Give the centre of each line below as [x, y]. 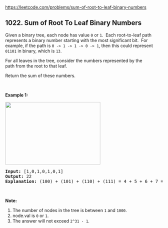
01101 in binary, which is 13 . [33, 51]
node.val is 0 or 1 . [30, 215]
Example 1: [17, 95]
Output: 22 [18, 176]
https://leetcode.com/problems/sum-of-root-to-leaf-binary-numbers [76, 7]
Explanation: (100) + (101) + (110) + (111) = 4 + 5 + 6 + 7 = [84, 181]
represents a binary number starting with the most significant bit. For [77, 40]
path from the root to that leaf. [36, 66]
